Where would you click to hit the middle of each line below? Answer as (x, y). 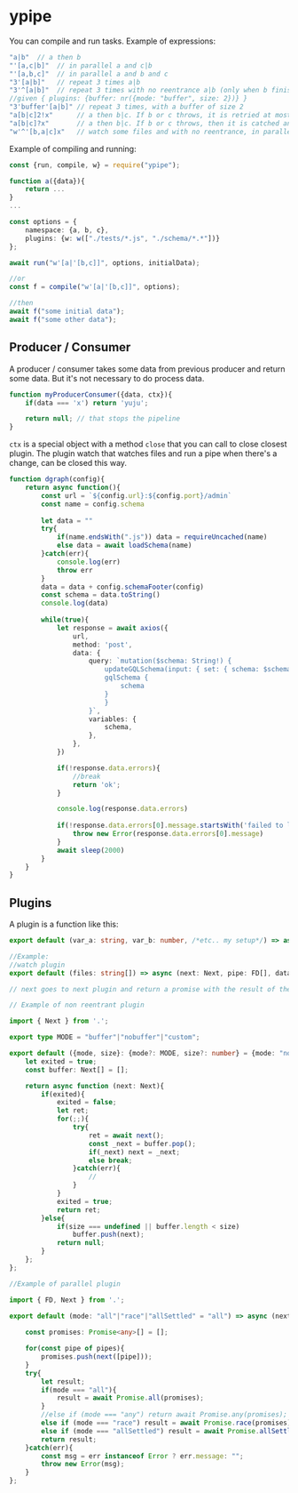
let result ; (63, 1381)
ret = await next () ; (126, 1136)
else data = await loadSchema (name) (124, 546)
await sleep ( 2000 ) (90, 850)
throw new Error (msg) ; (83, 1465)
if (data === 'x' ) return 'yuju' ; (87, 403)
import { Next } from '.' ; (59, 1021)
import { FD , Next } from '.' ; (67, 1300)
